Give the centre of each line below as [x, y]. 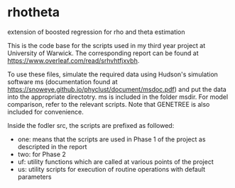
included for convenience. [45, 112]
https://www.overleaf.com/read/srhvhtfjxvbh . [73, 60]
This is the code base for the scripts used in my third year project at [106, 45]
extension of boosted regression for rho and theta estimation [97, 32]
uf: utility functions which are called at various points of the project [116, 161]
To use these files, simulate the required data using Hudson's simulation [113, 74]
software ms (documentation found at [62, 81]
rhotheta [34, 12]
